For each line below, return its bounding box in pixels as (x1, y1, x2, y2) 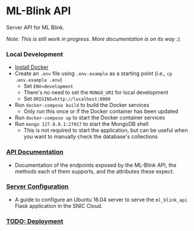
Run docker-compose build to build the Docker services (14, 102, 150, 109)
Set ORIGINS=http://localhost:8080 (23, 95, 111, 102)
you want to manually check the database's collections (23, 133, 158, 140)
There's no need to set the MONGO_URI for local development (23, 89, 168, 96)
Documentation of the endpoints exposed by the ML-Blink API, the (14, 162, 177, 169)
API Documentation (6, 148, 64, 156)
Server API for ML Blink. (6, 24, 65, 31)
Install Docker (14, 64, 49, 71)
